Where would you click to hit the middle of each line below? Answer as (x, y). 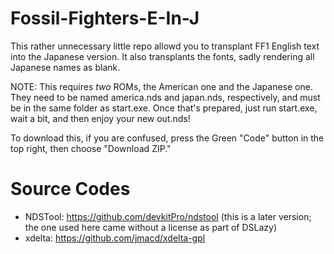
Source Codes (70, 189)
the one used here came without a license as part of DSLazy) (151, 227)
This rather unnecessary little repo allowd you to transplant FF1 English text (165, 46)
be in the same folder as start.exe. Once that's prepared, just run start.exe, (164, 108)
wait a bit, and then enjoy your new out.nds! (100, 118)
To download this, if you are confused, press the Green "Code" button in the (167, 138)
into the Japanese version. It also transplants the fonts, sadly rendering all (162, 56)
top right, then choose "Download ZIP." (91, 148)
